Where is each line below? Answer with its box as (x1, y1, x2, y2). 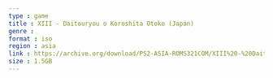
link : (8, 50, 31, 58)
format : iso (8, 34, 53, 43)
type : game (8, 11, 49, 20)
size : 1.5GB (8, 58, 53, 66)
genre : (8, 27, 35, 35)
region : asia (8, 42, 57, 50)
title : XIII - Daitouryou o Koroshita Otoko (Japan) (8, 19, 195, 28)
